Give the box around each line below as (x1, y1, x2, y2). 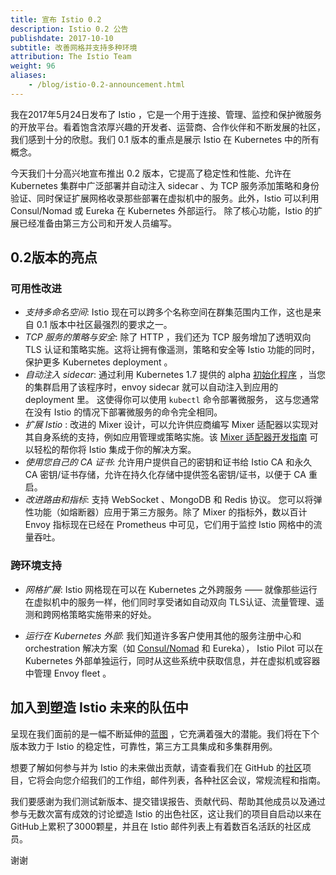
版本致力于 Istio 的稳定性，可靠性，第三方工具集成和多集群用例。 (10, 740, 278, 752)
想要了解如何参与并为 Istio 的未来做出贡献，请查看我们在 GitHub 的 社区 (10, 761, 303, 773)
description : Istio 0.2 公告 (10, 24, 129, 34)
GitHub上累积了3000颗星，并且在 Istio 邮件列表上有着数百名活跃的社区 (10, 820, 303, 832)
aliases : (10, 71, 47, 81)
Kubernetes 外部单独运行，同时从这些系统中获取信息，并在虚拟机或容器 (24, 654, 321, 666)
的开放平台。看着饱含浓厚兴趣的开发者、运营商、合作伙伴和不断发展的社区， (10, 121, 326, 133)
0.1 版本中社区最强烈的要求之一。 (36, 319, 173, 331)
